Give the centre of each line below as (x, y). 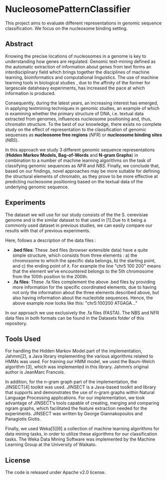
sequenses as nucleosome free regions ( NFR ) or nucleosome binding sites (83, 135)
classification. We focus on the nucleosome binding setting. (67, 28)
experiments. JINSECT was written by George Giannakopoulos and (74, 414)
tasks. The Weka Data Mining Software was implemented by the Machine (80, 439)
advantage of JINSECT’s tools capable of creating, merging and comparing (82, 403)
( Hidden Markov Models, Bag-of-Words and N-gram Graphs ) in (72, 155)
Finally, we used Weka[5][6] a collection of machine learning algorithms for (82, 429)
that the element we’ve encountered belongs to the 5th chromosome (83, 271)
